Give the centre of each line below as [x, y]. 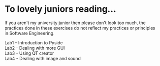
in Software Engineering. [30, 33]
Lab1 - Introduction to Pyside [34, 42]
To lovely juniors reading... [61, 9]
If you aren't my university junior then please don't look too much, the [75, 23]
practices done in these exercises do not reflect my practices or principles [80, 28]
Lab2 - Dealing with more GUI [35, 48]
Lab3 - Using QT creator [29, 53]
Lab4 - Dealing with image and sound [43, 58]
